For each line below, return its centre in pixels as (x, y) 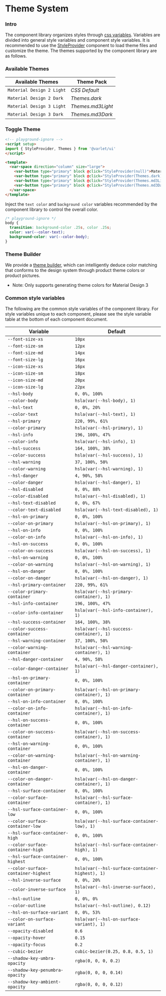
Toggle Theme (23, 129)
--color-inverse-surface (37, 890)
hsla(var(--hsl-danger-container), (117, 666)
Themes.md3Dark (92, 114)
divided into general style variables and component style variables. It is (78, 40)
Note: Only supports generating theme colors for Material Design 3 (80, 285)
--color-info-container (36, 613)
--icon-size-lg (25, 387)
